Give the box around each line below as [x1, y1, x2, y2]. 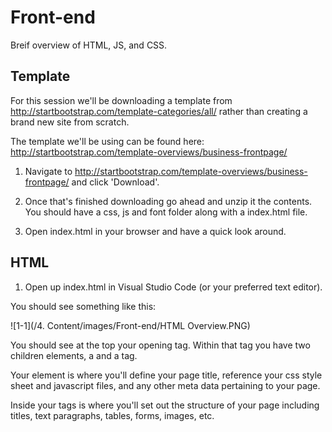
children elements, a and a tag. [10, 349, 138, 361]
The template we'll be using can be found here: [10, 135, 205, 147]
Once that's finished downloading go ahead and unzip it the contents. [24, 195, 313, 207]
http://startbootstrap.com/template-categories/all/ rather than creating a [10, 105, 308, 117]
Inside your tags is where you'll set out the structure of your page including [10, 399, 320, 411]
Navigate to [24, 165, 73, 177]
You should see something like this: [10, 300, 157, 312]
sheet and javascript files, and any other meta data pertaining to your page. [10, 379, 321, 391]
